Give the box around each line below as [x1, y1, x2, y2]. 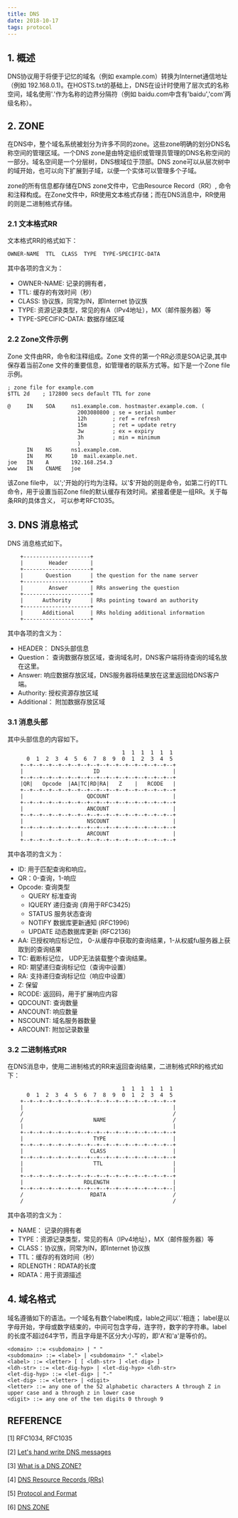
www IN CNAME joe [7, 464, 81, 472]
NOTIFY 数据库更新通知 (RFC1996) [28, 918, 130, 927]
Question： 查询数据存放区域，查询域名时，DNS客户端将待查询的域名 [17, 653, 222, 662]
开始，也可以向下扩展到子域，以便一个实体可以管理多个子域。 [19, 167, 200, 175]
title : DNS [7, 10, 40, 18]
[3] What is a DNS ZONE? [7, 1461, 82, 1470]
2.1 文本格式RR [7, 219, 58, 229]
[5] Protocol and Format [7, 1489, 77, 1497]
